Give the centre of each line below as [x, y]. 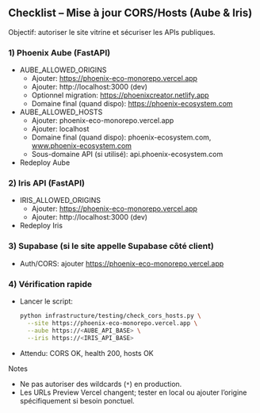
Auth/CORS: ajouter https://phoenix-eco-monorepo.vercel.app [122, 263]
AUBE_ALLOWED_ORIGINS [63, 70]
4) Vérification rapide [50, 284]
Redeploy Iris [41, 226]
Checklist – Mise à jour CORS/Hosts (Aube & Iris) [130, 13]
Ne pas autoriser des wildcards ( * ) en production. [101, 384]
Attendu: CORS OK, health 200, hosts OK [86, 353]
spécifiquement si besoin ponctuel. [77, 400]
